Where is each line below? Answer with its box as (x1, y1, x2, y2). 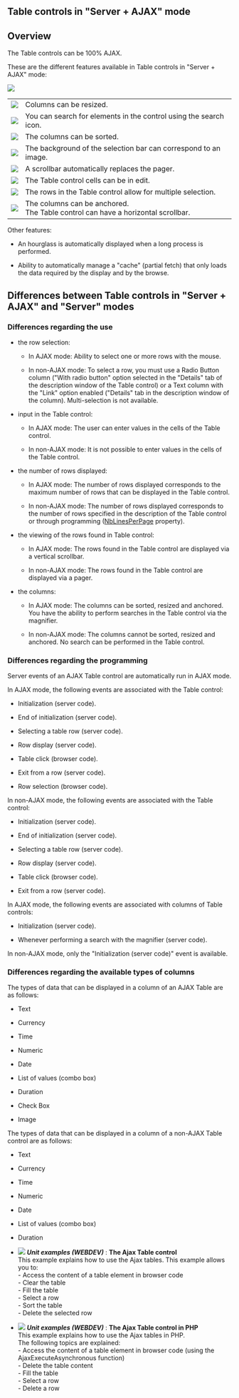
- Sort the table (17, 1301, 63, 1310)
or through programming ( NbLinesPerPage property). (28, 516, 185, 525)
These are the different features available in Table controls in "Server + (7, 63, 216, 71)
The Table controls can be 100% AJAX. (7, 49, 122, 58)
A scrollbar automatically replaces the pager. (25, 164, 175, 174)
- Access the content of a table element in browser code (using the (17, 1346, 215, 1354)
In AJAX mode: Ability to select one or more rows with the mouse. (28, 352, 222, 360)
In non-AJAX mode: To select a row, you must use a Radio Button (28, 365, 220, 374)
